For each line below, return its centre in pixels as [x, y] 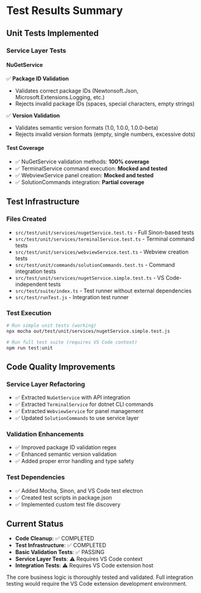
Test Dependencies [36, 477]
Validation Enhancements [45, 434]
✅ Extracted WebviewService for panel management [79, 411]
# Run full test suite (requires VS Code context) [72, 342]
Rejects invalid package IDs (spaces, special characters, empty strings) [105, 104]
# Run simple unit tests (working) [51, 325]
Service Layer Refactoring [46, 384]
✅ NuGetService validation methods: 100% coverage [82, 162]
